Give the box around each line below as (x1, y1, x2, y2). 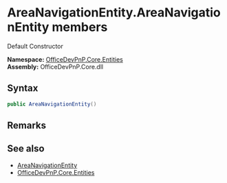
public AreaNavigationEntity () (7, 101, 97, 108)
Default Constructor (7, 42, 63, 50)
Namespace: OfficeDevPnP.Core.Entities (7, 55, 124, 63)
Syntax (7, 82, 39, 94)
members (52, 19, 108, 35)
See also (7, 143, 45, 155)
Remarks (7, 120, 47, 132)
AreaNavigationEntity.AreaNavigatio (7, 5, 221, 21)
